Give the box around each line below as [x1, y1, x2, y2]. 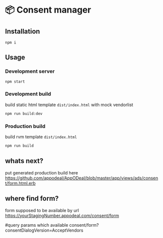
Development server [5, 68, 55, 75]
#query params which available [5, 222, 69, 228]
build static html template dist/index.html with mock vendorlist [5, 102, 134, 108]
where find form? [5, 195, 59, 203]
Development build [5, 90, 51, 97]
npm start [5, 79, 25, 84]
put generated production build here [5, 170, 78, 175]
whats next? [5, 157, 44, 165]
